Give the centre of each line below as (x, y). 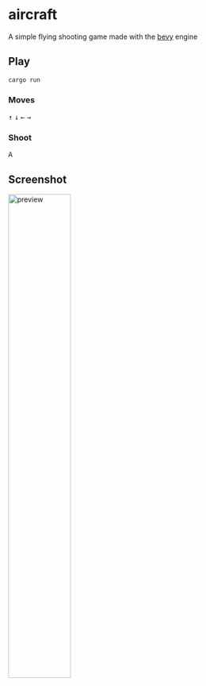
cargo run (25, 80)
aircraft (33, 15)
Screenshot (38, 179)
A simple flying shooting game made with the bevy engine (103, 37)
